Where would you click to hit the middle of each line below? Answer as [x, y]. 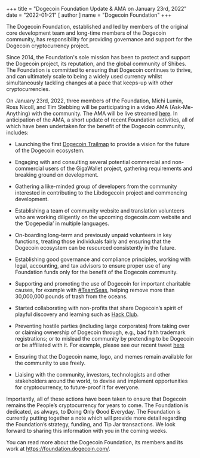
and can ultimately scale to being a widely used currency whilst [84, 76]
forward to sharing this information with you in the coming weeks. [87, 431]
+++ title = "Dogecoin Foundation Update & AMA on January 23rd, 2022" [96, 9]
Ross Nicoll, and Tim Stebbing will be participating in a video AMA [87, 107]
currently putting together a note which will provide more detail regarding [96, 418]
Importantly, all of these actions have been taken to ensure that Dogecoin [96, 399]
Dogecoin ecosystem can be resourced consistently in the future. [95, 248]
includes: [17, 132]
